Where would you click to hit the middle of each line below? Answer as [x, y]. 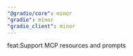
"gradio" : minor [30, 20]
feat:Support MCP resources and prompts [66, 46]
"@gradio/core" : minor [40, 13]
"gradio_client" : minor [41, 26]
